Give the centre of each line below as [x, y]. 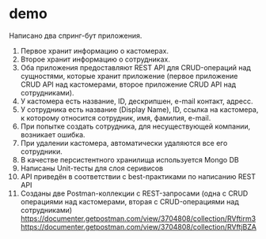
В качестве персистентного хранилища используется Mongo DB [130, 159]
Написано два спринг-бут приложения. [76, 35]
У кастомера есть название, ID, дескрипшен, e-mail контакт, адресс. [137, 101]
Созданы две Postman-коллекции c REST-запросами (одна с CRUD [134, 193]
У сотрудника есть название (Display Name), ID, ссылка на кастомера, [139, 109]
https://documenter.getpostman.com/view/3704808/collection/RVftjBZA [138, 226]
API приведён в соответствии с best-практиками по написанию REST [138, 176]
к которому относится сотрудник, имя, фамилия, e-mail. [116, 118]
